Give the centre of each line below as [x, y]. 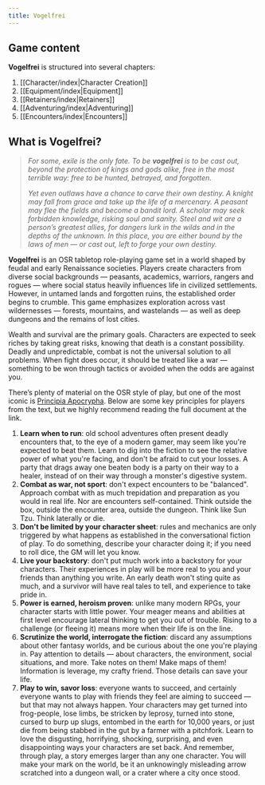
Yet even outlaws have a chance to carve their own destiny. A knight [140, 193]
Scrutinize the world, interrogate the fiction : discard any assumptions [136, 637]
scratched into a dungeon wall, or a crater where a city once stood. [130, 773]
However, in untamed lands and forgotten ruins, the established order [122, 294]
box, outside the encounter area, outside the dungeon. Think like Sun [133, 510]
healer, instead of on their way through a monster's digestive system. [133, 476]
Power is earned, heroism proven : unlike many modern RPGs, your [130, 603]
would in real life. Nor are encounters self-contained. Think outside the [136, 502]
